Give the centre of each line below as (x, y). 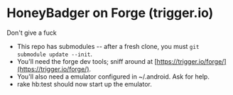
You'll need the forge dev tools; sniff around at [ (87, 61)
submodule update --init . (55, 54)
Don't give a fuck (32, 33)
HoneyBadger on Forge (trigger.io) (110, 13)
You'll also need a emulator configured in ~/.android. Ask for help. (113, 77)
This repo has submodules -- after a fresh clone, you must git (108, 46)
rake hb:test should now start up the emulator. (84, 84)
